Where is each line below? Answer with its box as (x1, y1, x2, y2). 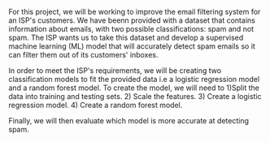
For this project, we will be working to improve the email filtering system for (8, 7, 261, 16)
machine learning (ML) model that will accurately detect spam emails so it (8, 41, 256, 51)
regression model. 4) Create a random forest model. (8, 101, 183, 110)
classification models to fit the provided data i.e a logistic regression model (8, 75, 260, 84)
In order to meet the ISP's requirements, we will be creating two (8, 66, 222, 75)
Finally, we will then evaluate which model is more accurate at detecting (8, 116, 250, 125)
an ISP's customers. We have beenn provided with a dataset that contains (8, 15, 256, 25)
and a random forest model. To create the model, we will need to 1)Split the (8, 83, 260, 93)
